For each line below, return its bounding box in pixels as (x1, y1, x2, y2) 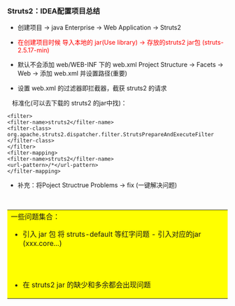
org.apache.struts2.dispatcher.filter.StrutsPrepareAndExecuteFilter (7, 131, 215, 138)
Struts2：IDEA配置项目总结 (7, 6, 100, 15)
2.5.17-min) (17, 46, 50, 54)
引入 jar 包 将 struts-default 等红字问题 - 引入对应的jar (22, 229, 201, 239)
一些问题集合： (10, 212, 61, 221)
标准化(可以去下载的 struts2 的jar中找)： (12, 99, 127, 108)
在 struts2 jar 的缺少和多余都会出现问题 (22, 280, 152, 290)
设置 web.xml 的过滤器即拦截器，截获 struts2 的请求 (17, 84, 167, 92)
